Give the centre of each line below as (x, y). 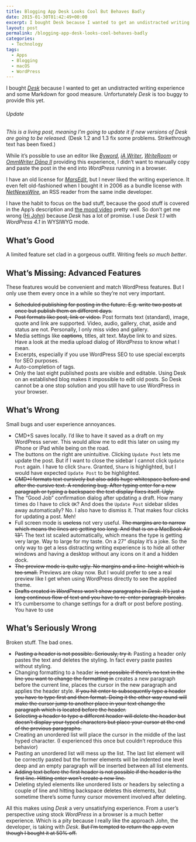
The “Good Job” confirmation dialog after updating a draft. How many (99, 498)
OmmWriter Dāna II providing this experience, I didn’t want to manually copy (98, 162)
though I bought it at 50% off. (42, 833)
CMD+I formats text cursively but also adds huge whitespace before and (102, 479)
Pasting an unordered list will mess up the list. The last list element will (99, 753)
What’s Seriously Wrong (51, 628)
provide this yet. (25, 101)
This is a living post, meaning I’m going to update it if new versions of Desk (97, 132)
